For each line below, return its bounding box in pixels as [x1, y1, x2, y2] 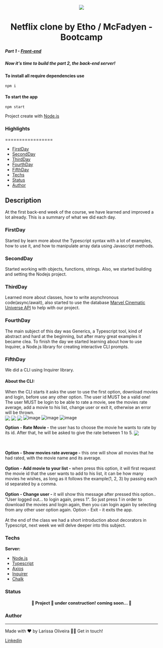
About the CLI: [5, 378, 35, 384]
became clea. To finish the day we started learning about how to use [5, 338, 142, 344]
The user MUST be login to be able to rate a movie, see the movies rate [5, 399, 147, 405]
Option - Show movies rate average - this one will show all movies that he [5, 450, 154, 456]
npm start [5, 105, 25, 110]
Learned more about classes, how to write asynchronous [5, 295, 119, 300]
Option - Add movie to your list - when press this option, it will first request [5, 466, 156, 471]
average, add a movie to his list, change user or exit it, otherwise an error [5, 405, 151, 411]
